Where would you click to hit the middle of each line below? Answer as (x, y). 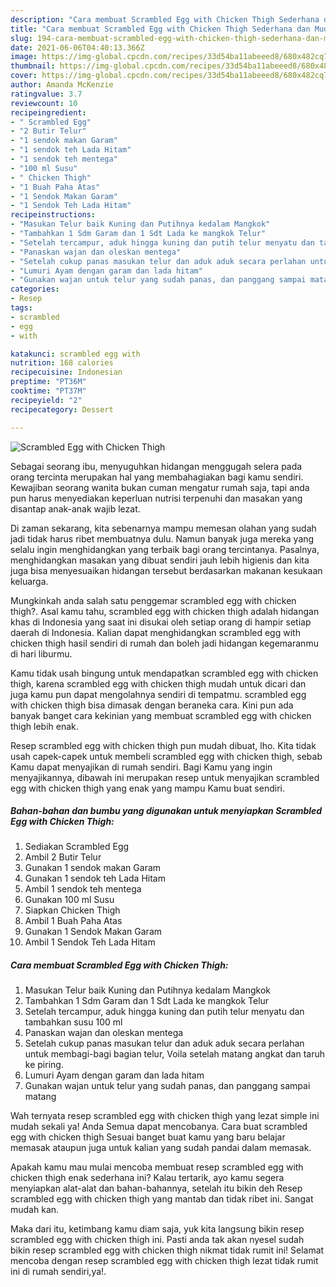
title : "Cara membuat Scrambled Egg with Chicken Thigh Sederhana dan (160, 29)
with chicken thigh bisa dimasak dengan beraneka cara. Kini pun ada (152, 705)
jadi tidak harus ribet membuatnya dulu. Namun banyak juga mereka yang (162, 538)
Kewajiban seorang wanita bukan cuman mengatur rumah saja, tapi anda (160, 487)
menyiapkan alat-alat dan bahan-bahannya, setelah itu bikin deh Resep (156, 1188)
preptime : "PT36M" (48, 382)
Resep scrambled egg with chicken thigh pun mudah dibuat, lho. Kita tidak (163, 745)
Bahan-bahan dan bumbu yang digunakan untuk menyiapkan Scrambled (166, 811)
